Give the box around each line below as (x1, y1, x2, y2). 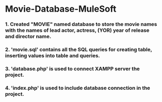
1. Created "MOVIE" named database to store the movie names (5, 21, 158, 28)
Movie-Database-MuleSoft (5, 3, 116, 15)
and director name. (5, 33, 51, 40)
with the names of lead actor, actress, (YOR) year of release (5, 27, 150, 34)
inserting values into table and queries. (5, 52, 100, 59)
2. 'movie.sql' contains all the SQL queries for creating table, (5, 46, 152, 53)
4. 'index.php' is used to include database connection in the (5, 84, 150, 91)
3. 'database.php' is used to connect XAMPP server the (5, 65, 140, 72)
